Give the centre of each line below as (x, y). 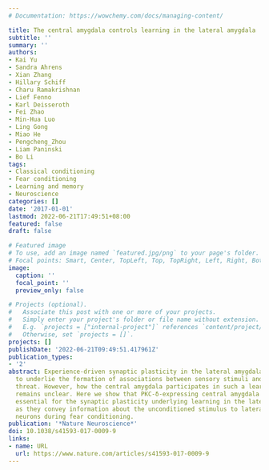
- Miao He (25, 135)
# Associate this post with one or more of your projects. (112, 312)
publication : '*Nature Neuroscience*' (73, 424)
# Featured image (37, 246)
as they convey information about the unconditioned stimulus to (127, 409)
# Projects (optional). (48, 305)
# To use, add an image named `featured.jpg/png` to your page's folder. (134, 253)
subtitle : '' (30, 38)
